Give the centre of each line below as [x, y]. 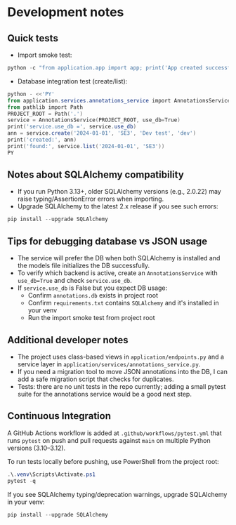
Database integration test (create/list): [72, 81]
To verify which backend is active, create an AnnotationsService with [117, 273]
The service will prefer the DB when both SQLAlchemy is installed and [119, 258]
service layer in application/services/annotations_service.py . [109, 364]
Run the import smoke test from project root [92, 318]
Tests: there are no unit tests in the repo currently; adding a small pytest [122, 386]
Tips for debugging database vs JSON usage [107, 241]
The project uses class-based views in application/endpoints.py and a [121, 357]
